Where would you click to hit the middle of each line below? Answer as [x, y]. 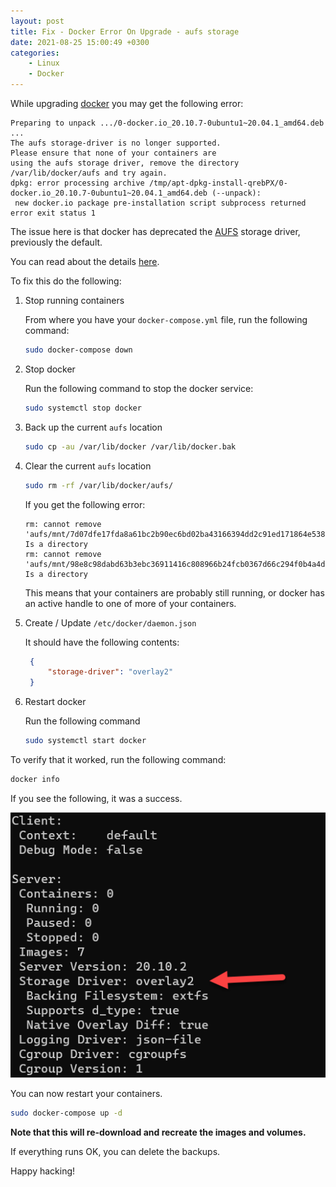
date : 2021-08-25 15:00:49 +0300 [80, 42]
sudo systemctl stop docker [83, 408]
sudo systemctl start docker [85, 741]
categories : [35, 53]
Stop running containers [74, 300]
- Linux [44, 63]
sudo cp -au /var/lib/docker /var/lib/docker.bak [130, 446]
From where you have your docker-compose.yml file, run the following [166, 319]
